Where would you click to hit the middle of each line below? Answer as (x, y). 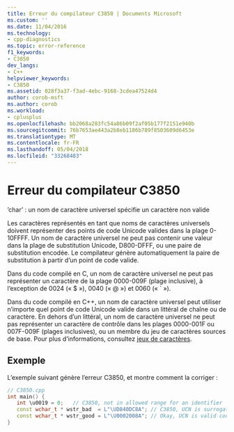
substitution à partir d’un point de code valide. (73, 260)
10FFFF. (18, 238)
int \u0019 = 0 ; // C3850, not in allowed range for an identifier (119, 403)
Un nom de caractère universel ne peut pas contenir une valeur (122, 238)
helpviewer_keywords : (39, 78)
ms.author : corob (32, 104)
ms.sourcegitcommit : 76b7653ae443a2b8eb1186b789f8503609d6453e (101, 130)
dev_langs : (23, 65)
